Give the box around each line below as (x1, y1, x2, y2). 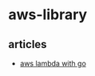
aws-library (8, 6, 88, 24)
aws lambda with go (19, 58, 86, 68)
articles (8, 38, 47, 51)
